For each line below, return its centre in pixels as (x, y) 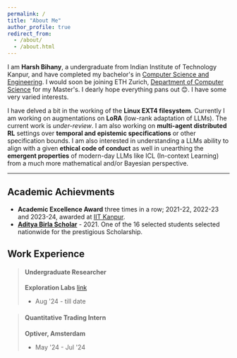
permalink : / (26, 14)
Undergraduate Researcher (66, 272)
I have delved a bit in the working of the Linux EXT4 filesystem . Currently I (116, 111)
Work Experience (46, 254)
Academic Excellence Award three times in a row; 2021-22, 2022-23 (118, 209)
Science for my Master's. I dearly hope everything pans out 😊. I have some (117, 89)
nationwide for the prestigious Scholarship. (80, 231)
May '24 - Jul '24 (60, 347)
